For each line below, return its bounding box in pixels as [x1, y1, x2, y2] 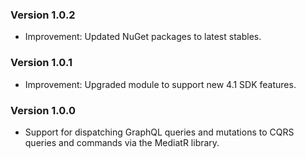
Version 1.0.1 [10, 56, 73, 70]
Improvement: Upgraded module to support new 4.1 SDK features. [24, 78, 297, 90]
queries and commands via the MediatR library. [24, 136, 220, 148]
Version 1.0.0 [10, 103, 76, 117]
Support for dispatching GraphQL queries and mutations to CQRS [24, 126, 295, 138]
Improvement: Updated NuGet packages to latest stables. [24, 31, 262, 43]
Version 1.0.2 [10, 8, 76, 22]
